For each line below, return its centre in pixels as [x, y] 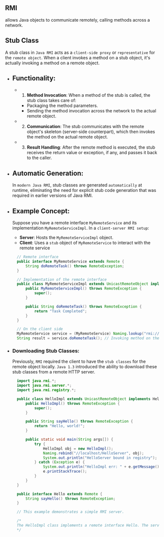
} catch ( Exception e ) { [59, 462]
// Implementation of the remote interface [62, 279]
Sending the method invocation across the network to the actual [92, 111]
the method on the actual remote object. [67, 137]
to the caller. [39, 158]
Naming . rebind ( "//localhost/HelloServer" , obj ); [94, 453]
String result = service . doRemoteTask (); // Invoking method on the [88, 338]
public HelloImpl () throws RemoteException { [72, 403]
